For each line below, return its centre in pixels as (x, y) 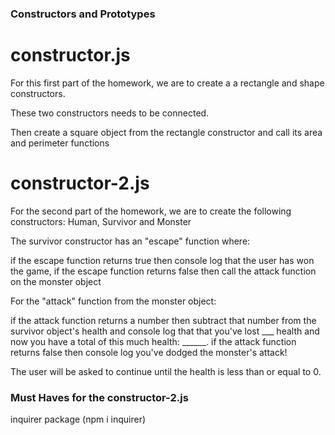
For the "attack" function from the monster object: (113, 301)
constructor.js (70, 55)
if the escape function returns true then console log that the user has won (162, 260)
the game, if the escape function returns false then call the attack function (163, 271)
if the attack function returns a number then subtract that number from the (163, 320)
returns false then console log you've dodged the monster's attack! (149, 352)
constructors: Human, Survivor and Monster (101, 221)
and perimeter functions (60, 143)
